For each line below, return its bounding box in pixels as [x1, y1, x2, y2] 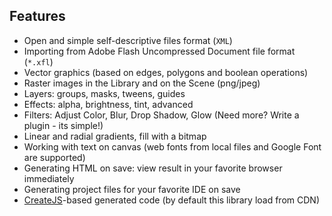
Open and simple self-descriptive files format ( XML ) [23, 34, 233, 46]
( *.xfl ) [23, 55, 54, 68]
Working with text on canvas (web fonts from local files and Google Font [23, 140, 322, 153]
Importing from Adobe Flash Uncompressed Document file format [23, 45, 296, 57]
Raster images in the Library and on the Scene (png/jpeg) [23, 77, 261, 89]
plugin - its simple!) [23, 119, 104, 131]
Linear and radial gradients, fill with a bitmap [23, 130, 207, 142]
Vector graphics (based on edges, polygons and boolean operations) [23, 66, 309, 78]
